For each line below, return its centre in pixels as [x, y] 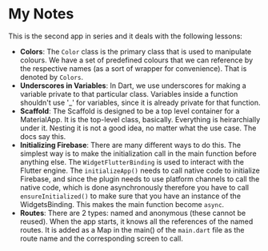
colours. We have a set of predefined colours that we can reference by [136, 60]
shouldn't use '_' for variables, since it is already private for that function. [140, 102]
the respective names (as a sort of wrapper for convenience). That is [133, 68]
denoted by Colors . [52, 77]
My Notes [41, 14]
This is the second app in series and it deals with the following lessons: [125, 36]
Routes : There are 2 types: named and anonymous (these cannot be [133, 213]
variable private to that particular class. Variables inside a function [129, 94]
